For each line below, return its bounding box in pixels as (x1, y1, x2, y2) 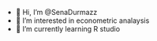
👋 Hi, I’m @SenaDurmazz (15, 8, 98, 17)
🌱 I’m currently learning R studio (15, 24, 121, 33)
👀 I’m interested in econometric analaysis (15, 16, 150, 25)
